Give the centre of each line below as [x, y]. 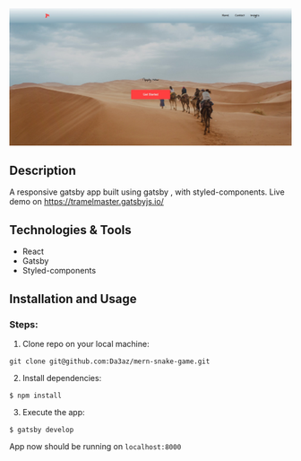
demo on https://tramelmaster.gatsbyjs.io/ [86, 202]
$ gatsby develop [42, 430]
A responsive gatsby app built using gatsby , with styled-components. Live [147, 192]
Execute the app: [53, 412]
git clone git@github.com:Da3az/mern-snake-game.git [110, 361]
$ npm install [36, 396]
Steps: [24, 324]
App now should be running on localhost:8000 [95, 446]
